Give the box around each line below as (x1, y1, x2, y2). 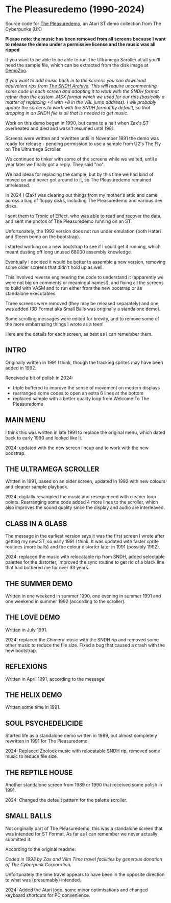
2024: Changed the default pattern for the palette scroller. (5, 797, 128, 803)
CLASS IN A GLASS (5, 519, 67, 528)
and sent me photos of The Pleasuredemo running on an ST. (5, 218, 132, 224)
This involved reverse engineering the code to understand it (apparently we (5, 274, 164, 280)
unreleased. (5, 182, 31, 188)
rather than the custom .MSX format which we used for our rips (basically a (5, 94, 165, 100)
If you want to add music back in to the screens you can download (5, 77, 146, 83)
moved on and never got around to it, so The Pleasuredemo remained (5, 176, 152, 182)
